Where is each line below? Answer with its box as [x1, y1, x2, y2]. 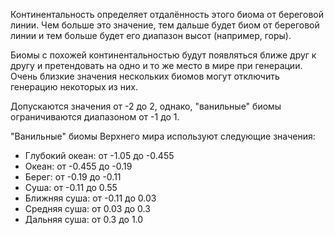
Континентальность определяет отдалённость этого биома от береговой [10, 9, 324, 20]
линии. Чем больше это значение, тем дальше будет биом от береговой [10, 19, 320, 31]
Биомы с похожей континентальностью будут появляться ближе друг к [10, 49, 317, 61]
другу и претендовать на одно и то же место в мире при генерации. [10, 60, 303, 71]
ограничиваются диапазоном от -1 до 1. [10, 111, 180, 123]
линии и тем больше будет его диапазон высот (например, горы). [10, 30, 292, 41]
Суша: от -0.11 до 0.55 [24, 182, 118, 193]
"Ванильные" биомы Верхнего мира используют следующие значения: [10, 130, 316, 142]
